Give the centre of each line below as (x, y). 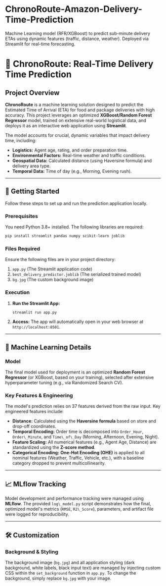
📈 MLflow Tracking (36, 484)
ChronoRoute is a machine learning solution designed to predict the (74, 105)
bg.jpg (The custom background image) (53, 280)
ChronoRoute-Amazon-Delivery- (74, 9)
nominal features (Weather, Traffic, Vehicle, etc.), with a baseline (78, 458)
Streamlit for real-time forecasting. (40, 44)
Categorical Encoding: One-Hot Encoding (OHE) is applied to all (78, 453)
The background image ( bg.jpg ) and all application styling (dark (70, 562)
